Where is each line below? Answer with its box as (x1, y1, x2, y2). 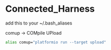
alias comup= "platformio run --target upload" (5, 39, 106, 45)
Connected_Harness (5, 3, 95, 15)
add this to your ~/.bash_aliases (5, 20, 73, 26)
